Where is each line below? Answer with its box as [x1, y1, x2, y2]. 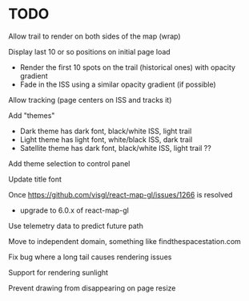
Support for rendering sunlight [8, 267, 109, 277]
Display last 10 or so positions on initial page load [8, 47, 171, 56]
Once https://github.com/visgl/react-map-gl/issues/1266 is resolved [8, 189, 233, 199]
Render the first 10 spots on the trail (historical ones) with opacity [19, 62, 236, 72]
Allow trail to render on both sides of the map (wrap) [8, 31, 182, 41]
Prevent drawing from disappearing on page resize [8, 283, 176, 293]
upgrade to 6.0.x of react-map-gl [19, 205, 130, 215]
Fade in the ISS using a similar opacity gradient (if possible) [19, 79, 216, 89]
